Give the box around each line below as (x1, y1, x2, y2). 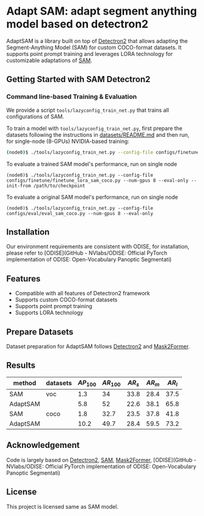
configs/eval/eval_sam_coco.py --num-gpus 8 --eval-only (6, 210, 154, 216)
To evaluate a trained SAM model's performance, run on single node (6, 160, 177, 168)
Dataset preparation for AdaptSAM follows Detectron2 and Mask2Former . (6, 342, 190, 350)
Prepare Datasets (6, 326, 74, 337)
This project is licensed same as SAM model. (6, 503, 118, 510)
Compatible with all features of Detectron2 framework (15, 290, 151, 297)
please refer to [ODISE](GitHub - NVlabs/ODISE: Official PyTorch (6, 249, 168, 256)
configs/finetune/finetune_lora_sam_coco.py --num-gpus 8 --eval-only (6, 177, 189, 184)
